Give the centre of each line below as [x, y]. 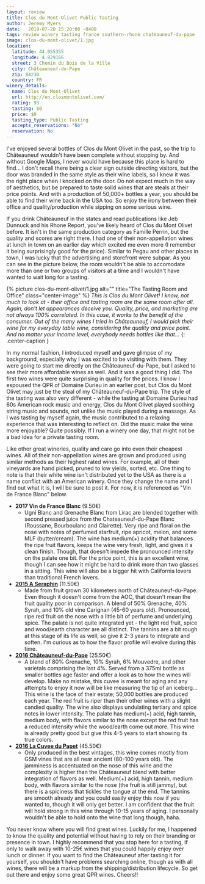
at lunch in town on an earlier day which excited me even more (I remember [101, 245]
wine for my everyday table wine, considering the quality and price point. [99, 328]
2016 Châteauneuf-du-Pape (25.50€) [63, 655]
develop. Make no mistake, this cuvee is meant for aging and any [106, 681]
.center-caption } [28, 341]
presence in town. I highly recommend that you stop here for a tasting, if [97, 842]
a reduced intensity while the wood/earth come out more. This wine [109, 726]
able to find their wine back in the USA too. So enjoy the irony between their [102, 200]
